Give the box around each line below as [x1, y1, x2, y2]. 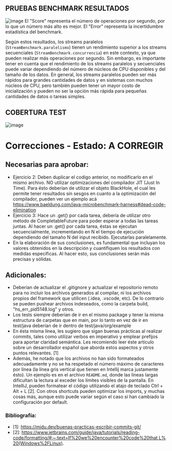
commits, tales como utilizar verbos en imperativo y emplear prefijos [12, 334, 158, 340]
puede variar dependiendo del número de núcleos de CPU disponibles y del [5, 66, 166, 72]
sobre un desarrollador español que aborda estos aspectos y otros [12, 345, 154, 351]
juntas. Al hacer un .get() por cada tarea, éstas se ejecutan [12, 223, 137, 229]
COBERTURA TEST [5, 108, 67, 117]
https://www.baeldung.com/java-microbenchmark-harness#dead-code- [12, 201, 166, 207]
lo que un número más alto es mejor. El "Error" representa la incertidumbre [5, 23, 163, 29]
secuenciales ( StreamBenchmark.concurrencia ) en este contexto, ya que [5, 49, 156, 56]
